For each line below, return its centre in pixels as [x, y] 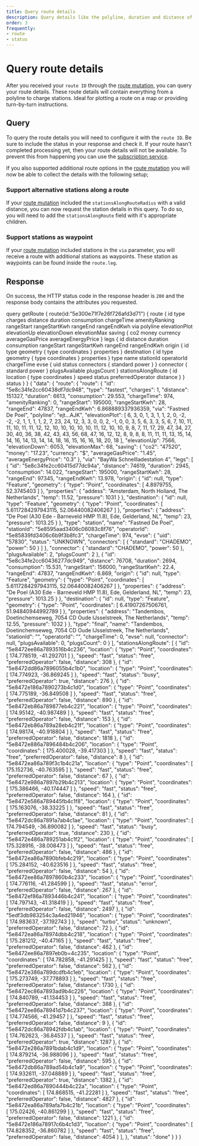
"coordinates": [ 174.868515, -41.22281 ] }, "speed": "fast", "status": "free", [97, 1093]
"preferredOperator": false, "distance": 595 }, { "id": [70, 1061]
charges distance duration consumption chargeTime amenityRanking [91, 320]
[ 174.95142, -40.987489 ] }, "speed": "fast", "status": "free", [80, 713]
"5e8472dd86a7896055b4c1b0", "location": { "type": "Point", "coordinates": [99, 669]
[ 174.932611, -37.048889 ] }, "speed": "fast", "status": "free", [81, 1074]
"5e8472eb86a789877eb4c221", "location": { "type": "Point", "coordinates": [99, 706]
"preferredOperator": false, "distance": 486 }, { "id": [70, 852]
